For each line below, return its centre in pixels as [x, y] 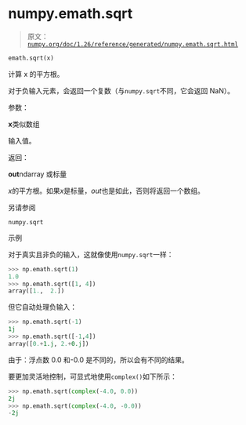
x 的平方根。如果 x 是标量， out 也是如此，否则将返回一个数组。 [107, 191]
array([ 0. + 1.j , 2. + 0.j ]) [49, 343]
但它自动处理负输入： [42, 307]
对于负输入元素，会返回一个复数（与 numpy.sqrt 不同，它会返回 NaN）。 [121, 90]
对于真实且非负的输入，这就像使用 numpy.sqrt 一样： [91, 254]
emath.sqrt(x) [31, 58]
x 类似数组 [24, 124]
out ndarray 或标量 [38, 174]
